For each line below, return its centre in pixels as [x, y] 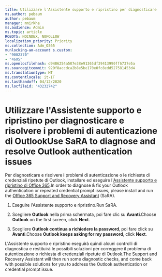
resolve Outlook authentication [69, 151]
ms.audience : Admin [25, 28]
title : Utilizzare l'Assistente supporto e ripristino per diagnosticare [81, 9]
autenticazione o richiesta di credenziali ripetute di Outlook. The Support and [81, 254]
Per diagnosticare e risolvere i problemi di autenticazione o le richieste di [78, 175]
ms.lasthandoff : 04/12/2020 [33, 81]
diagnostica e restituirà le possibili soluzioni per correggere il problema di [78, 249]
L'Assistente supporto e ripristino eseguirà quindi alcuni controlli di [71, 244]
